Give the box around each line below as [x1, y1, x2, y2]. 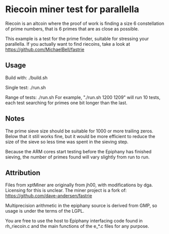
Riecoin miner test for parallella [5, 4, 139, 15]
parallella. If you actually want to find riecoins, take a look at [5, 41, 131, 47]
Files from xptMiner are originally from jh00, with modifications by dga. [5, 182, 153, 188]
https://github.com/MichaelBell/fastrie [5, 46, 85, 52]
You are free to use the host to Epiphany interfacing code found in [5, 218, 143, 224]
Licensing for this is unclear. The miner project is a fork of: [5, 187, 127, 193]
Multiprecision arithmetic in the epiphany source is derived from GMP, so [5, 203, 157, 209]
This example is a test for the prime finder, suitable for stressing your [5, 36, 149, 42]
